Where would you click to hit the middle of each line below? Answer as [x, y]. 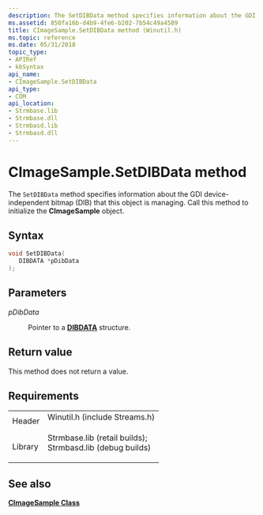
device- [216, 194]
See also [30, 484]
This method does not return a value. [68, 371]
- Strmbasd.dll [33, 133]
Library [25, 447]
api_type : [24, 89]
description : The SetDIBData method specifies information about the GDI [132, 15]
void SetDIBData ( [37, 254]
